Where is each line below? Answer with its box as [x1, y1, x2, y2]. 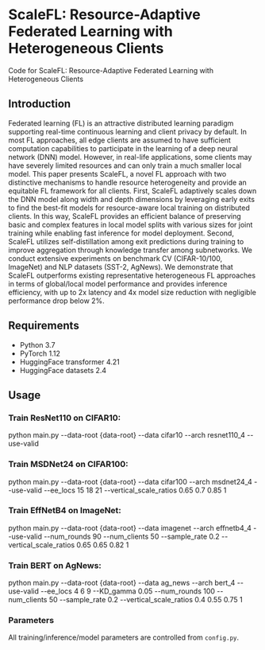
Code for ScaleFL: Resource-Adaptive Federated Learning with [8, 65, 214, 75]
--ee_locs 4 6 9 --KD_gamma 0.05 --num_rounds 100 [40, 586, 216, 596]
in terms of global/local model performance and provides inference [8, 278, 228, 288]
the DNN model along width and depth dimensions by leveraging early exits [8, 194, 255, 204]
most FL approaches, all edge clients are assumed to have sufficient [8, 135, 232, 145]
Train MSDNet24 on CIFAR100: [8, 459, 129, 470]
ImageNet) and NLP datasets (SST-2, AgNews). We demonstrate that [8, 262, 234, 271]
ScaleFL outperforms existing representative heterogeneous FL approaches [8, 271, 256, 280]
